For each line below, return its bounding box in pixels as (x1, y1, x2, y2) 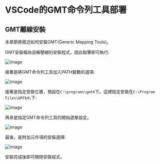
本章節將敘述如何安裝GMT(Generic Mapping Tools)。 (5, 39, 112, 45)
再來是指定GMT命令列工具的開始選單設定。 (5, 115, 92, 120)
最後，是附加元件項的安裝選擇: (5, 134, 66, 140)
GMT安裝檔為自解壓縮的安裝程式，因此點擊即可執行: (5, 49, 110, 55)
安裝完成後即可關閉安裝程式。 (5, 154, 64, 160)
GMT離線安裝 (5, 25, 46, 33)
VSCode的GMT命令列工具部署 (5, 4, 127, 16)
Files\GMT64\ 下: (5, 95, 37, 100)
